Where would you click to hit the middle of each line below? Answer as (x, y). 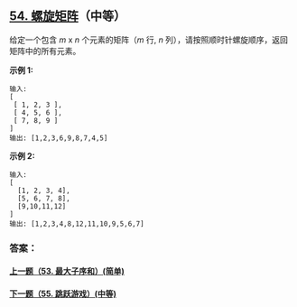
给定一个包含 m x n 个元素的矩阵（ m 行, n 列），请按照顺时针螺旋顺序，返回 (149, 40)
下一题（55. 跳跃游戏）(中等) (63, 293)
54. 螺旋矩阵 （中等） (68, 16)
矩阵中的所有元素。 (45, 51)
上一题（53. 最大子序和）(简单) (67, 271)
